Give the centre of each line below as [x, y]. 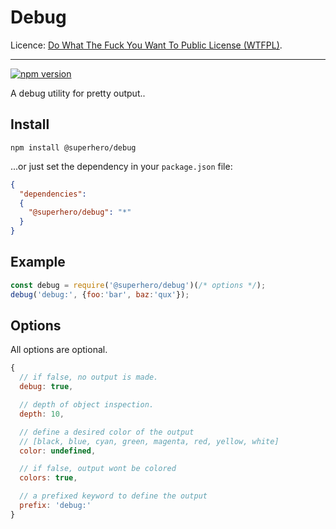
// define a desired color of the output [107, 432]
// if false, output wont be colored [98, 469]
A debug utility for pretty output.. [78, 93]
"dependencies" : [53, 194]
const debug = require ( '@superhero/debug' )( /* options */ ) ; [138, 285]
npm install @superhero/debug [73, 147]
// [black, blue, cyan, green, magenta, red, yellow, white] [149, 441]
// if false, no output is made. [89, 377]
